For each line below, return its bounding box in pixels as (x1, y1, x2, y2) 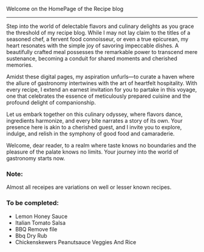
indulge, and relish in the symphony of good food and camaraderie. (6, 130, 175, 137)
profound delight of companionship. (6, 99, 96, 106)
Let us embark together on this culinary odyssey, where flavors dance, (6, 111, 183, 118)
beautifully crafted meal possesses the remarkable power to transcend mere (6, 49, 198, 55)
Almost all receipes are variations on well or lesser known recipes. (6, 183, 172, 191)
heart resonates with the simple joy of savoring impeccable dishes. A (6, 42, 179, 49)
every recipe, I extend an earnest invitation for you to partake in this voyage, (6, 86, 197, 93)
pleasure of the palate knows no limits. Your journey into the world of (6, 148, 179, 155)
